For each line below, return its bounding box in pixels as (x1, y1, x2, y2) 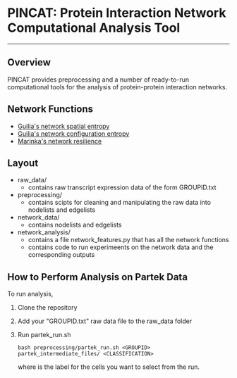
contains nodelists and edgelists (28, 220, 122, 229)
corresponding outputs (28, 251, 95, 259)
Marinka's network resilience (17, 137, 102, 145)
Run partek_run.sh (17, 331, 72, 339)
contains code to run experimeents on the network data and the (28, 243, 214, 251)
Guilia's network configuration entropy (17, 129, 130, 138)
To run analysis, (7, 290, 54, 298)
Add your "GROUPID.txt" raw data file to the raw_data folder (17, 317, 193, 325)
